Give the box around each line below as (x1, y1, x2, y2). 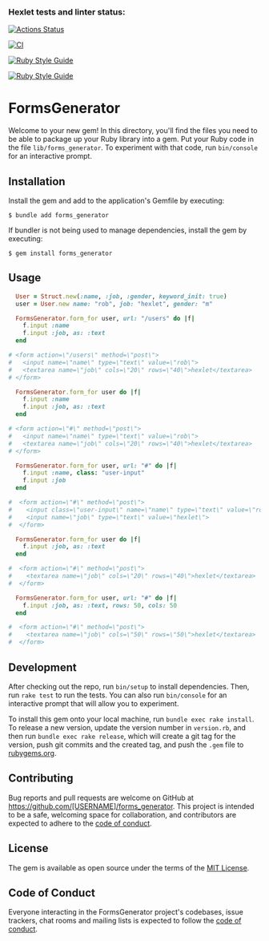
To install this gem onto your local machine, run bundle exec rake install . (8, 714, 255, 724)
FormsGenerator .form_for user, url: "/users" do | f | (15, 314, 195, 322)
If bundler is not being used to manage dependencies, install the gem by (8, 225, 247, 235)
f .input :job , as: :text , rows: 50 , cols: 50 (22, 601, 178, 609)
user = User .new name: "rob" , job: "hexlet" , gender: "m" (15, 300, 214, 308)
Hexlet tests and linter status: (8, 6, 126, 18)
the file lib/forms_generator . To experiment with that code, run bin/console (8, 143, 259, 152)
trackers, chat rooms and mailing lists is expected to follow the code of (8, 916, 242, 926)
